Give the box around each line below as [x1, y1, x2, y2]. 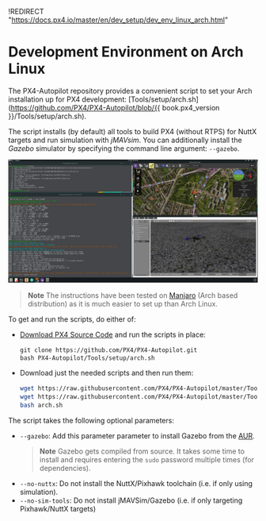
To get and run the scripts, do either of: [8, 315, 136, 324]
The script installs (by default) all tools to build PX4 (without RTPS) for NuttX [8, 126, 257, 136]
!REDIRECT [8, 7, 45, 16]
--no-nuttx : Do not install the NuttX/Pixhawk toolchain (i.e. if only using [19, 478, 253, 488]
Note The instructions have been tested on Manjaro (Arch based [27, 291, 238, 300]
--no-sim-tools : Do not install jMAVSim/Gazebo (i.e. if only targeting [19, 496, 243, 505]
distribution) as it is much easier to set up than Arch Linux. [27, 299, 218, 308]
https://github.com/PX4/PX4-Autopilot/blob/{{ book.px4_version [10, 102, 220, 112]
